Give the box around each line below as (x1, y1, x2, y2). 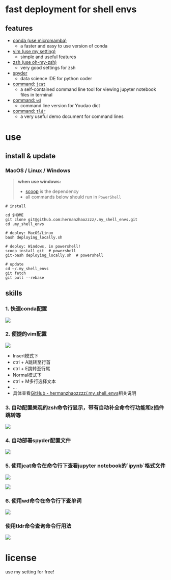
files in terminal (20, 92, 52, 98)
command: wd (12, 97, 41, 103)
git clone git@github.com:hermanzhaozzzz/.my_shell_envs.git (5, 217, 138, 222)
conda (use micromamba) (12, 37, 67, 43)
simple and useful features (20, 54, 76, 60)
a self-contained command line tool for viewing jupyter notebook (20, 86, 156, 92)
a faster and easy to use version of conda (20, 43, 108, 49)
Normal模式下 (12, 372, 42, 378)
